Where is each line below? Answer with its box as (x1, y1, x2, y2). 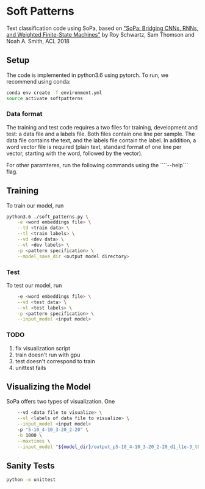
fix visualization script (15, 344, 71, 352)
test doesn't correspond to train (15, 357, 96, 364)
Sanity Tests (6, 460, 55, 471)
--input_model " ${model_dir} (17, 444, 92, 450)
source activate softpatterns (6, 95, 84, 101)
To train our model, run (6, 201, 64, 209)
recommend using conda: (6, 78, 71, 85)
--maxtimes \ (17, 438, 51, 444)
